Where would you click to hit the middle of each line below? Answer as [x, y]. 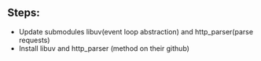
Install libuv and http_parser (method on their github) [104, 48]
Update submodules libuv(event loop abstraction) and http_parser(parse [136, 31]
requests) [34, 40]
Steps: [24, 13]
